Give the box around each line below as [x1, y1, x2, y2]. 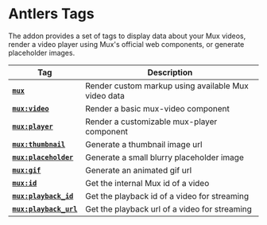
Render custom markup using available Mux [84, 80, 249, 91]
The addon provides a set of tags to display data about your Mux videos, [8, 31, 246, 41]
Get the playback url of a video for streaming [84, 204, 253, 215]
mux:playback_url [12, 204, 78, 213]
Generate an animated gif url [84, 165, 192, 176]
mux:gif [12, 165, 41, 175]
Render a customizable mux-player [84, 116, 218, 127]
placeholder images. [8, 48, 75, 57]
